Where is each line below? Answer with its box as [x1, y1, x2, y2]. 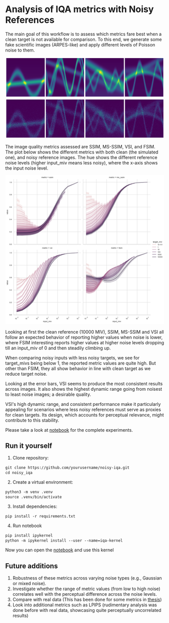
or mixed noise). [12, 581, 46, 587]
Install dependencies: [12, 503, 58, 509]
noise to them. [5, 47, 35, 53]
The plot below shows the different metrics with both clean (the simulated [5, 149, 159, 155]
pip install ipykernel [5, 533, 53, 538]
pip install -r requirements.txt [5, 514, 76, 519]
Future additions [5, 561, 58, 570]
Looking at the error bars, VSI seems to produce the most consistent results [5, 380, 163, 387]
